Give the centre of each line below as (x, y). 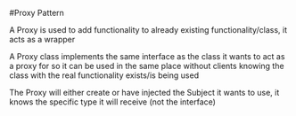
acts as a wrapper (42, 39)
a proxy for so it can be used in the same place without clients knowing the (147, 66)
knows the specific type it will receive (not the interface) (113, 102)
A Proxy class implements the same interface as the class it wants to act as (147, 56)
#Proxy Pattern (37, 13)
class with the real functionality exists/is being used (104, 75)
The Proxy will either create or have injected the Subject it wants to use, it (144, 93)
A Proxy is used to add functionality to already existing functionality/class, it (148, 30)
